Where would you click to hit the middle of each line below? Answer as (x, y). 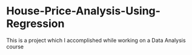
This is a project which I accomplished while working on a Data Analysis (96, 40)
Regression (35, 24)
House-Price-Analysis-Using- (83, 11)
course (15, 47)
